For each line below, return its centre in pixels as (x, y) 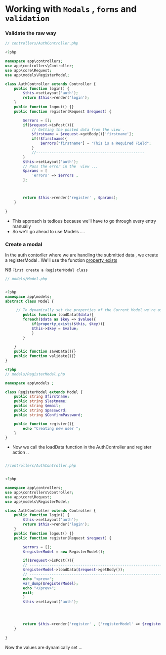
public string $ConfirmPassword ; (48, 415)
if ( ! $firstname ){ (49, 139)
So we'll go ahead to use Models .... (49, 231)
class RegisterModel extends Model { (44, 392)
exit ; (29, 593)
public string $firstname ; (42, 397)
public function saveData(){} (45, 352)
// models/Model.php (26, 279)
